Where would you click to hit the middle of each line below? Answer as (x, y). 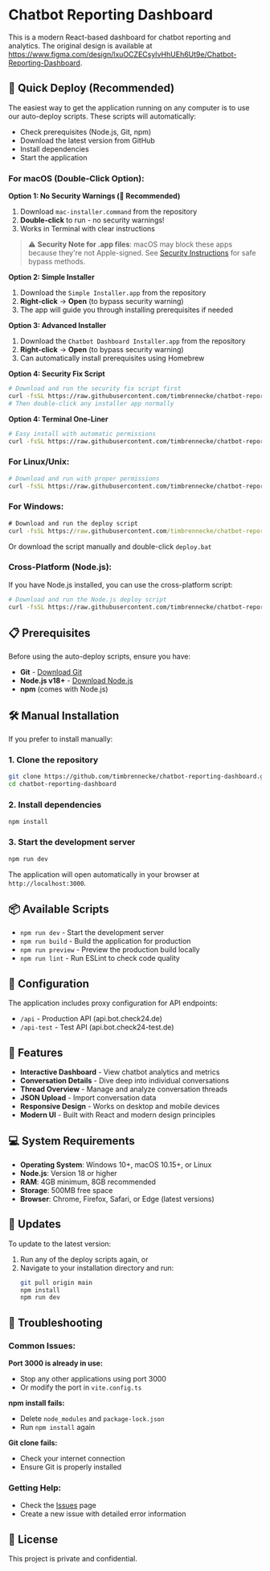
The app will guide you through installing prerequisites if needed (127, 310)
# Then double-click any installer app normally (91, 403)
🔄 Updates (35, 1224)
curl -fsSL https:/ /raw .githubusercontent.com (88, 531)
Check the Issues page (58, 1506)
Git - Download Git (51, 672)
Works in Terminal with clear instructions (87, 229)
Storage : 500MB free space (66, 1190)
